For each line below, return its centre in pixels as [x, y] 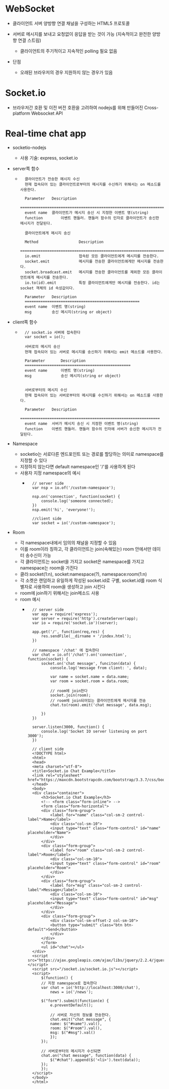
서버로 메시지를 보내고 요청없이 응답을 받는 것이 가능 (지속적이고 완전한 [82, 34]
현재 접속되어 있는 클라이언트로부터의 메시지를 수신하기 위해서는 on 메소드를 [93, 184]
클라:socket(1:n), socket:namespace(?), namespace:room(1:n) [83, 574]
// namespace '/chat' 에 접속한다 [65, 650]
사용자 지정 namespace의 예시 [50, 473]
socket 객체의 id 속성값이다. [48, 288]
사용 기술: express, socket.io [49, 158]
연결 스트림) [30, 40]
